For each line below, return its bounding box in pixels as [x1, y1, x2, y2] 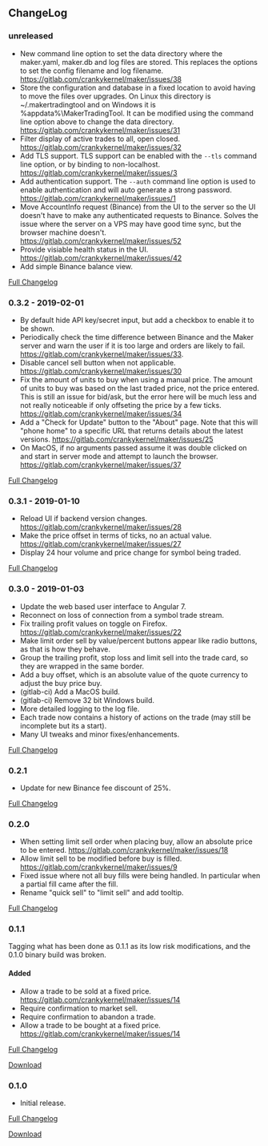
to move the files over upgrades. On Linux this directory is [19, 91, 211, 101]
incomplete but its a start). [19, 720, 107, 730]
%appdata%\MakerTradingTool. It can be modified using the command [19, 108, 254, 118]
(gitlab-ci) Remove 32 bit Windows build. [19, 695, 154, 704]
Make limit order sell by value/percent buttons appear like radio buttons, [19, 636, 258, 645]
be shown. [19, 324, 55, 333]
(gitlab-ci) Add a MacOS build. [19, 687, 120, 696]
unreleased [8, 30, 54, 42]
